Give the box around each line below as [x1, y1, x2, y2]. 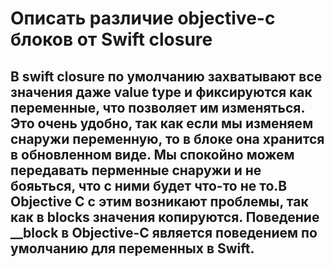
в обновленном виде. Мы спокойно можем [10, 146, 295, 163]
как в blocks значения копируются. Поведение [10, 208, 320, 226]
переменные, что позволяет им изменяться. [10, 99, 305, 116]
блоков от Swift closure [10, 28, 213, 51]
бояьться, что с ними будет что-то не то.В [10, 177, 288, 194]
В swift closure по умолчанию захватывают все [10, 68, 323, 85]
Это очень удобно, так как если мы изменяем [10, 115, 314, 132]
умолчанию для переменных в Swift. [10, 240, 255, 257]
